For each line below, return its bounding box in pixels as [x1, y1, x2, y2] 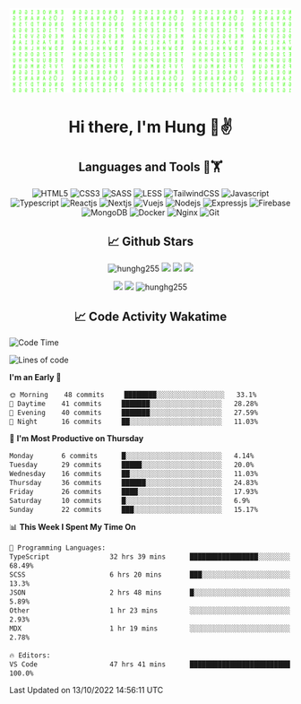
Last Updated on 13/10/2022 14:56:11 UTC [9, 685, 164, 696]
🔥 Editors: [9, 651, 51, 660]
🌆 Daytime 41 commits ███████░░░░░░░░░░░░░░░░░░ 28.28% [9, 399, 258, 409]
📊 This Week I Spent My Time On [9, 522, 136, 533]
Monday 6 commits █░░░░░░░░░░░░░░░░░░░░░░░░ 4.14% [9, 452, 254, 461]
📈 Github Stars [107, 234, 194, 249]
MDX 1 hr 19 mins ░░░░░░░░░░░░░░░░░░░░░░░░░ [9, 624, 291, 633]
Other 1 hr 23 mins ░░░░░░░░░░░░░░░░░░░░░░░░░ [9, 606, 291, 615]
